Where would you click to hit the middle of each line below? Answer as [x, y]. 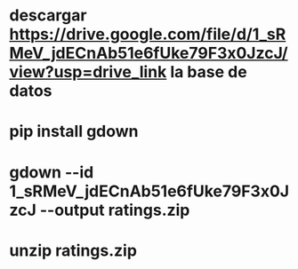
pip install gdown [74, 132]
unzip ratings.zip [73, 250]
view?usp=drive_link [88, 72]
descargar [48, 16]
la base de [209, 72]
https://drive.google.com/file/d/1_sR [148, 34]
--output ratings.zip [115, 210]
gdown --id [52, 172]
